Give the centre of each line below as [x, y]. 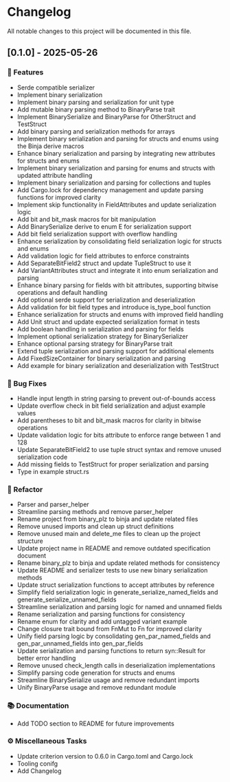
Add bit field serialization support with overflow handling [97, 234]
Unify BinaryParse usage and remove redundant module [96, 688]
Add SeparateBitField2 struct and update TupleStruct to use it [104, 263]
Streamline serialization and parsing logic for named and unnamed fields [119, 607]
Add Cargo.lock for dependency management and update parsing [110, 189]
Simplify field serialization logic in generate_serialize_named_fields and [117, 593]
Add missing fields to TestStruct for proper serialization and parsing [113, 464]
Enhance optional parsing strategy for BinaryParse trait [95, 343]
